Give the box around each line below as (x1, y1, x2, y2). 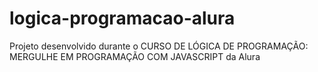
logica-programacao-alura (9, 7, 236, 30)
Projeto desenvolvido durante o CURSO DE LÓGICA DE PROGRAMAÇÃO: (9, 40, 309, 52)
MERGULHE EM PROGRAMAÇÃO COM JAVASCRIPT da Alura (9, 50, 261, 62)
